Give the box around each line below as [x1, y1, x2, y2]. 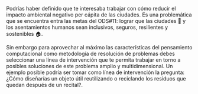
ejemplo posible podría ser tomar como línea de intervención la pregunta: [6, 69, 185, 76]
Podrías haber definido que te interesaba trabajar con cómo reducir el [6, 5, 176, 12]
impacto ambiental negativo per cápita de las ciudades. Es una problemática [6, 11, 192, 18]
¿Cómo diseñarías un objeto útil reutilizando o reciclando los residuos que [6, 75, 186, 82]
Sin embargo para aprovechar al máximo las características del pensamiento [6, 44, 193, 51]
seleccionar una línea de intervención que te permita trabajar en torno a [6, 56, 181, 63]
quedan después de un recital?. [6, 82, 83, 88]
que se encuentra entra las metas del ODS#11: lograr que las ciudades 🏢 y [6, 18, 186, 24]
